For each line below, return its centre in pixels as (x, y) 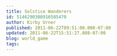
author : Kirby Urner (31, 22)
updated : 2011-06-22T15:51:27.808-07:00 (56, 33)
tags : (13, 44)
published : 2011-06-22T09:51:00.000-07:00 (58, 28)
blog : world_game (27, 38)
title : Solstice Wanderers (39, 11)
